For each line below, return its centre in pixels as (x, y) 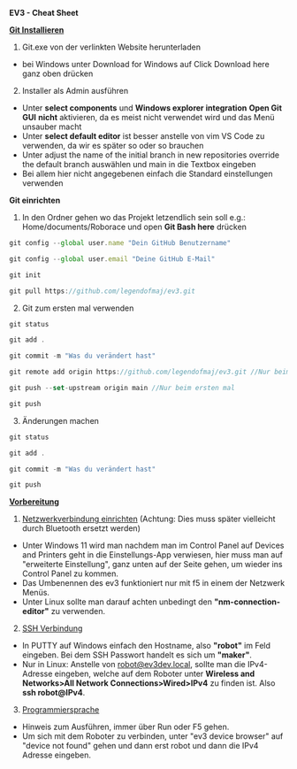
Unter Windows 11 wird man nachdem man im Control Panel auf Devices (153, 546)
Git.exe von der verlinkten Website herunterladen (111, 47)
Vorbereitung (34, 502)
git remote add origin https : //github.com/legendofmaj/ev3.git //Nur (140, 372)
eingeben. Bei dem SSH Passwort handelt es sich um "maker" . (137, 655)
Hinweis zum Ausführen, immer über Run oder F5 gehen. (126, 727)
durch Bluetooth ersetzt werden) (81, 528)
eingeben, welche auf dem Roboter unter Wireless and (155, 674)
